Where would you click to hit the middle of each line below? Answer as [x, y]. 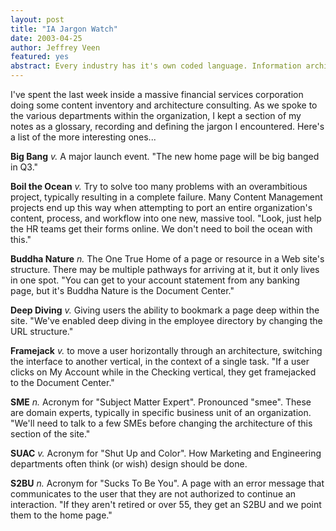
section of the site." [50, 434]
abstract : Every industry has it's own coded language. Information [156, 66]
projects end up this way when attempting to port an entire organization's [161, 207]
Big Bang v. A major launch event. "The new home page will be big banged [165, 156]
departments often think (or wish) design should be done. [129, 464]
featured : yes [40, 57]
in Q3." [24, 167]
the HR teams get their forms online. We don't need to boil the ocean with [161, 229]
